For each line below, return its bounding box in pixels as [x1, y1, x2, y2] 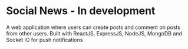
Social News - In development [6, 4, 156, 18]
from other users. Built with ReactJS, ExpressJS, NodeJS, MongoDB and [6, 30, 183, 37]
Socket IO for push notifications [6, 36, 83, 43]
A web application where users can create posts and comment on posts [6, 24, 181, 31]
